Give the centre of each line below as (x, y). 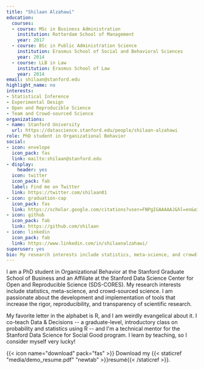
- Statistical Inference (38, 96)
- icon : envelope (28, 147)
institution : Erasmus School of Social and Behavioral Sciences (100, 52)
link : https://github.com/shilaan (55, 226)
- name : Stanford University (43, 125)
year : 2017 (31, 40)
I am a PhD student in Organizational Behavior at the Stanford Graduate (95, 272)
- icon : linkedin (28, 232)
